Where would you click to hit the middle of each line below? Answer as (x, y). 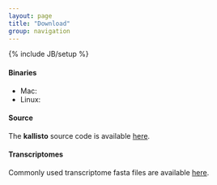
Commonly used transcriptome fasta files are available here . (109, 172)
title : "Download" (39, 24)
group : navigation (39, 31)
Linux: (30, 99)
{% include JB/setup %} (49, 54)
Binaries (23, 72)
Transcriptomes (36, 154)
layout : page (30, 16)
